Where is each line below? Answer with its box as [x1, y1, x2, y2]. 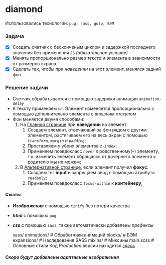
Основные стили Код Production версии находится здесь [12, 242, 135, 248]
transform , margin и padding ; [27, 137, 86, 144]
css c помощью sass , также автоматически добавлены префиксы [12, 222, 154, 228]
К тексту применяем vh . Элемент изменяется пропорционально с [12, 105, 154, 111]
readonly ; [27, 175, 47, 181]
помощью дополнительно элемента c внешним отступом [12, 110, 136, 116]
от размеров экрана [12, 61, 57, 67]
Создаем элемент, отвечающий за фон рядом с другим [27, 126, 147, 132]
